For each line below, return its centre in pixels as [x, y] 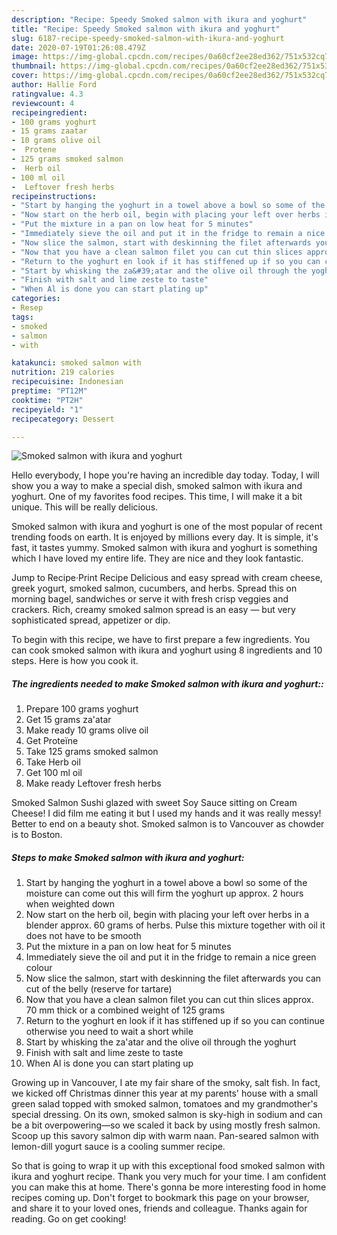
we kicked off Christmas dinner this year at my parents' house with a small [165, 1093]
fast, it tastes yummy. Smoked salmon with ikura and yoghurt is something [164, 548]
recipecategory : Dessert [63, 419]
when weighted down [70, 904]
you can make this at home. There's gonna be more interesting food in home [169, 1187]
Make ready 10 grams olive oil [87, 730]
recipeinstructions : [54, 196]
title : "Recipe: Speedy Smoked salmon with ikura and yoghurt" [146, 29]
